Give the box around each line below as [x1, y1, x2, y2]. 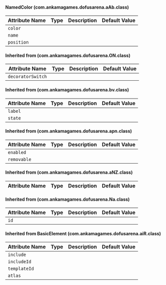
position [8, 40, 29, 45]
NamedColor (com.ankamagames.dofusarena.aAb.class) [5, 4, 129, 10]
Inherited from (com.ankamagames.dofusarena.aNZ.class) [5, 169, 133, 175]
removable [8, 156, 31, 162]
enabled [8, 149, 26, 155]
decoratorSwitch [8, 74, 47, 80]
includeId [8, 259, 31, 265]
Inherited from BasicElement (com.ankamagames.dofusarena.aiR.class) [5, 230, 161, 236]
